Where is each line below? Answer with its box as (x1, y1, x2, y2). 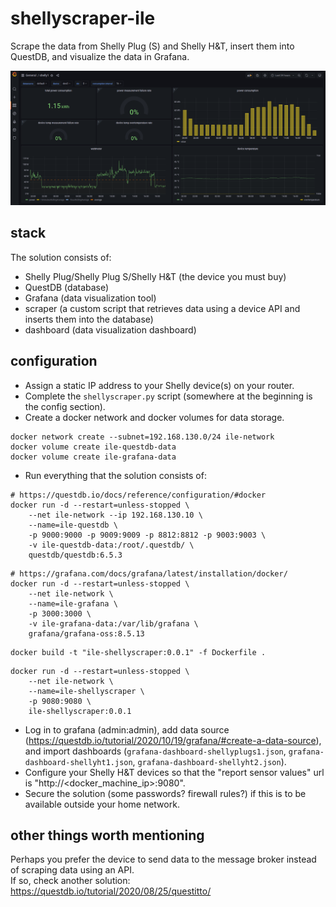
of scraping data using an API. (10, 864, 135, 876)
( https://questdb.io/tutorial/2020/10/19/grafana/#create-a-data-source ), (24, 734, 322, 746)
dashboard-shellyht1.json (24, 757, 133, 767)
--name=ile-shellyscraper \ (28, 686, 145, 696)
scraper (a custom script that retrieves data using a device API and (24, 302, 301, 314)
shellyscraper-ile (10, 7, 156, 30)
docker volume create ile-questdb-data (10, 442, 177, 452)
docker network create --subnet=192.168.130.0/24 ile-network (10, 432, 275, 442)
